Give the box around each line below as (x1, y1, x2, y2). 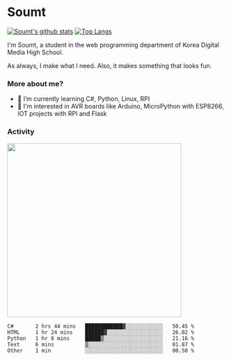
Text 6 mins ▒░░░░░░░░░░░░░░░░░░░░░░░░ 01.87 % (7, 341, 195, 348)
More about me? (7, 79, 64, 88)
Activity (7, 127, 35, 136)
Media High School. (7, 48, 64, 56)
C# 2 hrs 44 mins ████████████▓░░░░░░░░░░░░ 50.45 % (7, 323, 195, 330)
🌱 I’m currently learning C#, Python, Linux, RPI (17, 95, 150, 103)
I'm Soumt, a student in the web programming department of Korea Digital (7, 40, 219, 49)
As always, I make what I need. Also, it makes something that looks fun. (7, 61, 212, 70)
